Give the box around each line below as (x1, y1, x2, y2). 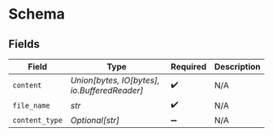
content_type (12, 116, 63, 125)
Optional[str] (70, 115, 120, 125)
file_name (12, 100, 50, 110)
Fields (8, 37, 41, 51)
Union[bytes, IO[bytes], (70, 74, 160, 86)
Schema (8, 5, 65, 23)
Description (214, 62, 261, 72)
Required (170, 62, 207, 72)
